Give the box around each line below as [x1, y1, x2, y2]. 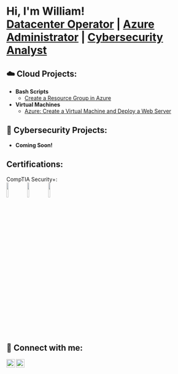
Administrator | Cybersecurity [6, 31, 164, 44]
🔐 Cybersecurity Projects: [6, 125, 107, 135]
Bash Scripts [15, 88, 49, 95]
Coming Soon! [15, 141, 53, 148]
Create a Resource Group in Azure [24, 94, 112, 102]
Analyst [6, 44, 47, 58]
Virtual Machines [15, 101, 60, 108]
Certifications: [6, 159, 63, 170]
